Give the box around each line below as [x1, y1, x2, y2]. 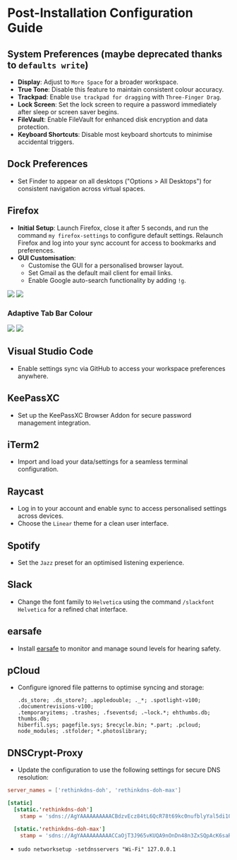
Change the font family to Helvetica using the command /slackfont [17, 598, 214, 606]
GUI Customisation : [17, 253, 76, 262]
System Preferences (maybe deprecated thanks [7, 48, 223, 60]
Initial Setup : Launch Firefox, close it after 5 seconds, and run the [17, 224, 209, 232]
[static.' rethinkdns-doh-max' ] [13, 825, 106, 832]
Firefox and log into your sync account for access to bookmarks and [17, 238, 217, 247]
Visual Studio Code [7, 346, 94, 358]
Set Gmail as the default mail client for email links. [28, 268, 173, 277]
